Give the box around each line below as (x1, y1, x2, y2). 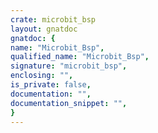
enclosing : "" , (10, 71, 74, 81)
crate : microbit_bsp (10, 14, 97, 25)
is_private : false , (10, 80, 92, 90)
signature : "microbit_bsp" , (10, 61, 128, 71)
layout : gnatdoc (10, 24, 78, 34)
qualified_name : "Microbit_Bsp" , (10, 52, 150, 62)
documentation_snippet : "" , (10, 98, 128, 108)
